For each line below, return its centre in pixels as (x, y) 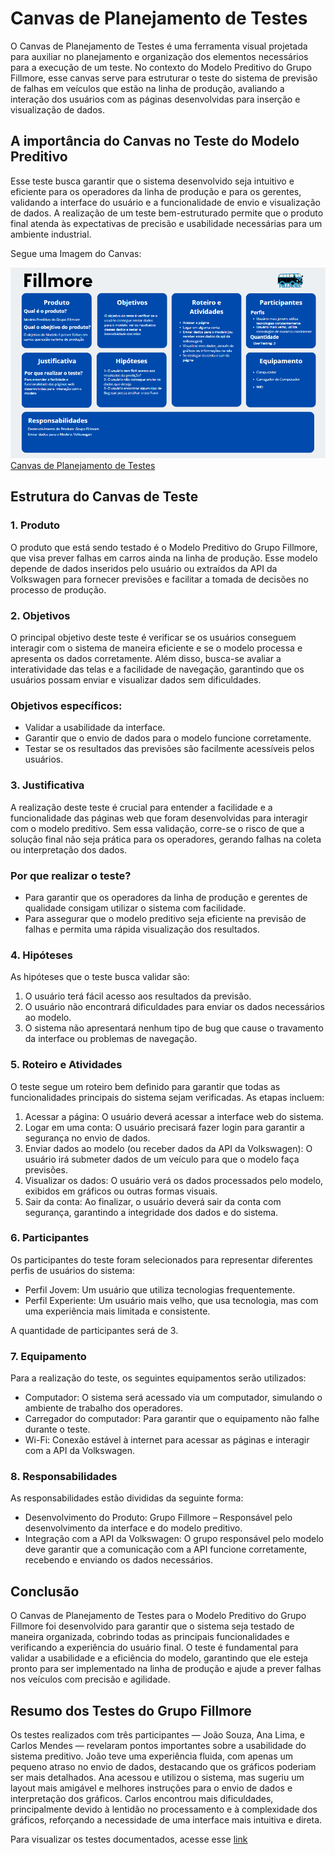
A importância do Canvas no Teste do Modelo (155, 141)
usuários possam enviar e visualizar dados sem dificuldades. (136, 680)
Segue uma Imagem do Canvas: (76, 253)
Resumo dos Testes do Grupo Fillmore (131, 1710)
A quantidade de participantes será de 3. (94, 1330)
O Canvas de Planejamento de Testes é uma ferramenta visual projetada (159, 46)
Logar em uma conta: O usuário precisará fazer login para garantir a (164, 1127)
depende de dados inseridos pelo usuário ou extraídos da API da (144, 568)
